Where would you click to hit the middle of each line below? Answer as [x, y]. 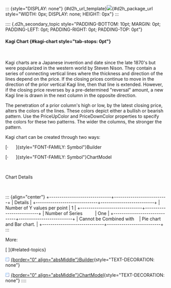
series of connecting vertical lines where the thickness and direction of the [84, 74]
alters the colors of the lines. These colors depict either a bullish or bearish [84, 111]
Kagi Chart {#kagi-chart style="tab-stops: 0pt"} [58, 41]
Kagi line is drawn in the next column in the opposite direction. [71, 96]
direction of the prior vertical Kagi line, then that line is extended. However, [84, 84]
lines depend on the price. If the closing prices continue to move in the [80, 79]
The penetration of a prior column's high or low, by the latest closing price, [84, 105]
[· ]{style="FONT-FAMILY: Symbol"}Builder [54, 147]
